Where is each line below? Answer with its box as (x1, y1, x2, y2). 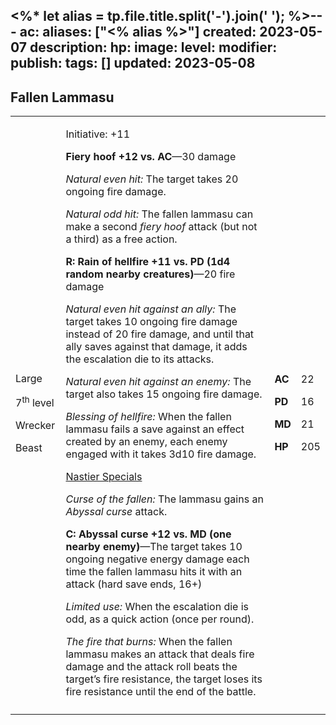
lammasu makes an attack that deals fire (65, 647, 255, 661)
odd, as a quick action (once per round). (65, 612, 255, 626)
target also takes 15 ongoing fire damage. (65, 387, 263, 401)
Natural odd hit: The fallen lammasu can (65, 207, 254, 221)
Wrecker (15, 418, 56, 432)
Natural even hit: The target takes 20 (65, 172, 239, 186)
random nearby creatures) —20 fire (65, 267, 236, 281)
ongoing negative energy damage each (65, 552, 250, 566)
